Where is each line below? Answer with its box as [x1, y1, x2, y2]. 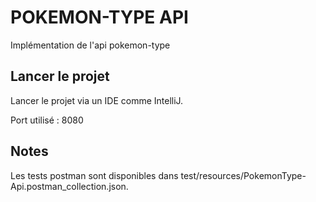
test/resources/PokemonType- [180, 169, 307, 181]
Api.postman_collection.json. [10, 180, 129, 192]
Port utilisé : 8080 [10, 114, 84, 126]
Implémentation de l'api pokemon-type [10, 39, 171, 51]
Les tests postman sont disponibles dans [10, 169, 179, 181]
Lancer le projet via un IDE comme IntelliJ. [10, 94, 184, 106]
